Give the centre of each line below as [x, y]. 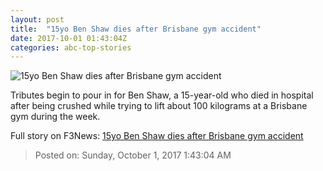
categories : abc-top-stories [71, 47]
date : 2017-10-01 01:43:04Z [69, 38]
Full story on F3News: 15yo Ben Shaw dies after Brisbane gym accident [157, 136]
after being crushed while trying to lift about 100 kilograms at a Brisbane [159, 106]
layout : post [37, 19]
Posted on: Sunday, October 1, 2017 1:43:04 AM [133, 155]
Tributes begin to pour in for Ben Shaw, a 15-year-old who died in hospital [162, 95]
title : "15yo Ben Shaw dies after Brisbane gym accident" [136, 29]
